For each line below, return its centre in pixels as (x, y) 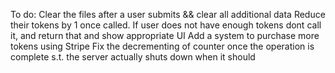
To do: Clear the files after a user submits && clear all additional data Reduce (168, 14)
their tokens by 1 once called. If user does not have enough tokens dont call (166, 25)
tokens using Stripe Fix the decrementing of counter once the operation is (162, 46)
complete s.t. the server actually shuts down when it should (133, 57)
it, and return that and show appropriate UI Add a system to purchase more (165, 35)
